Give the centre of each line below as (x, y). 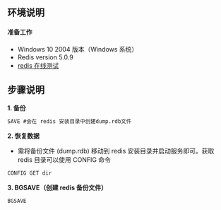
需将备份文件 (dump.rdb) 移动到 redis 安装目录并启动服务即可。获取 (116, 151)
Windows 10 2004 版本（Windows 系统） (78, 49)
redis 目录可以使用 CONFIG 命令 (64, 160)
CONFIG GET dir (30, 173)
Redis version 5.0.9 (46, 57)
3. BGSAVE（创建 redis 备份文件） (58, 188)
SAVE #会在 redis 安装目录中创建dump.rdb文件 (70, 122)
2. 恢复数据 (24, 136)
